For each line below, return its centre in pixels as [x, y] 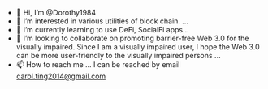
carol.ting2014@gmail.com [61, 76]
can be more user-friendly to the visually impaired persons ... [118, 55]
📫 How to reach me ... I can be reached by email [98, 64]
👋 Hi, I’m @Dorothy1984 [56, 13]
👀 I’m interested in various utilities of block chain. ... [102, 21]
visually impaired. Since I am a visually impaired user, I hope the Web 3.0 [138, 47]
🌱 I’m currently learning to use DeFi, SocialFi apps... [102, 30]
